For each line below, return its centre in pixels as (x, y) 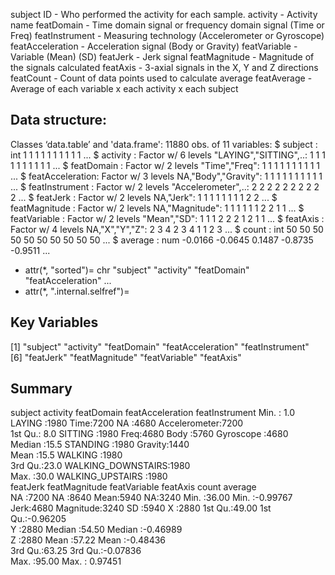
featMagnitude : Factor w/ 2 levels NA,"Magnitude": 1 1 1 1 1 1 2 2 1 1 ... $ (157, 208)
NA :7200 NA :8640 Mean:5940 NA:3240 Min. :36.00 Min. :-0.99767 (151, 498)
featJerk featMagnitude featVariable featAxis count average (133, 487)
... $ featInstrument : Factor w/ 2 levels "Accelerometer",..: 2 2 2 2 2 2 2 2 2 (165, 186)
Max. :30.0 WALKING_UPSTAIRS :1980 (89, 476)
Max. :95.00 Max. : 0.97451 (66, 561)
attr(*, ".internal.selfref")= (77, 291)
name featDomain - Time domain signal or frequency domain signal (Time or (167, 25)
